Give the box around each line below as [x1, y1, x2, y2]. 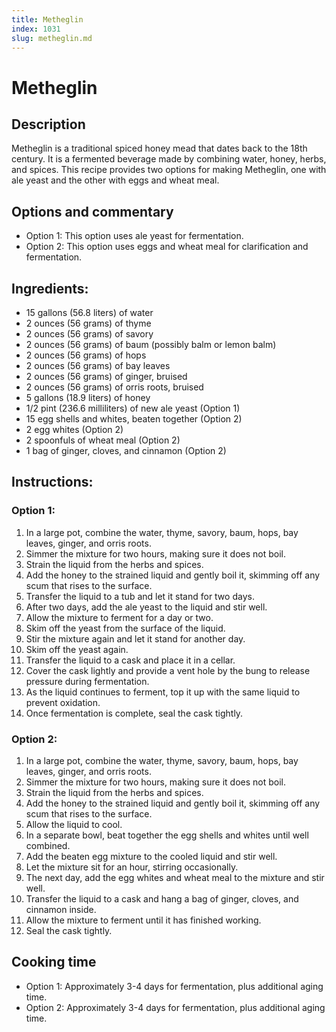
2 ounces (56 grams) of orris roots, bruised [25, 381, 204, 393]
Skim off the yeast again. [25, 643, 129, 655]
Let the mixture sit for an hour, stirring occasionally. [25, 861, 239, 873]
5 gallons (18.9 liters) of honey [25, 392, 151, 403]
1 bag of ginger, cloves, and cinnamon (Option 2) [25, 445, 227, 456]
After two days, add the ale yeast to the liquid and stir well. [25, 601, 268, 613]
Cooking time [11, 954, 97, 971]
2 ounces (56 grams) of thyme [25, 317, 152, 329]
